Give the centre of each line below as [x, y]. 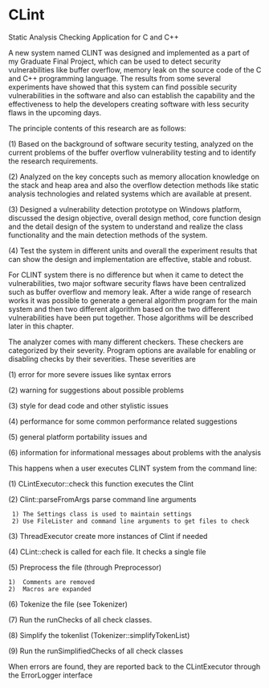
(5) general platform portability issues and [78, 437]
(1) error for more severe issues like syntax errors [90, 374]
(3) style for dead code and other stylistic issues [88, 405]
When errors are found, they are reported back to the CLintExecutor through [134, 666]
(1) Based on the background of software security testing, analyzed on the [131, 143]
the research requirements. [53, 161]
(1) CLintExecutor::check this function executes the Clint [101, 483]
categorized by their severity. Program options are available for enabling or [132, 350]
